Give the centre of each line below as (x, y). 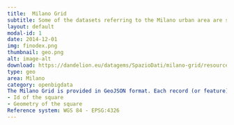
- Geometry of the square (45, 104)
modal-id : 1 (24, 33)
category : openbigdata (40, 85)
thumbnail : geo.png (36, 53)
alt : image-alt (29, 59)
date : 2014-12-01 (32, 40)
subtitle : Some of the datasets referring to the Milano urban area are (115, 20)
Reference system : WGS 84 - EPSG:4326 (63, 110)
